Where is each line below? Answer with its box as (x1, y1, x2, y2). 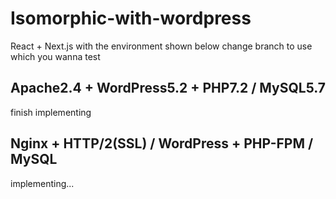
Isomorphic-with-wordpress (10, 7, 252, 30)
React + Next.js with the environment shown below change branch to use (10, 40, 313, 52)
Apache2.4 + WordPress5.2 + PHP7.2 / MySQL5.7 (10, 80, 326, 97)
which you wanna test (10, 50, 101, 62)
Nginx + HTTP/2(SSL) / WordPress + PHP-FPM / (10, 135, 314, 152)
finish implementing (10, 106, 92, 118)
